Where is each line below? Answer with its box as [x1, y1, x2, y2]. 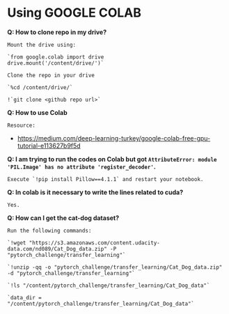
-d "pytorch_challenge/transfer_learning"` [7, 269, 136, 276]
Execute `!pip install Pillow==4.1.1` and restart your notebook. [7, 175, 204, 182]
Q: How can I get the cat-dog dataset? [7, 214, 120, 222]
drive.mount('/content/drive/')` [7, 59, 104, 67]
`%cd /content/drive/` [7, 84, 73, 91]
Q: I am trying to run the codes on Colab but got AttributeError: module [7, 155, 217, 163]
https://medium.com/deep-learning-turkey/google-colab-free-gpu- [17, 134, 211, 142]
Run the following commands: [7, 227, 92, 234]
